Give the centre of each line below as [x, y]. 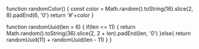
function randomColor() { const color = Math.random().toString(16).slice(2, [100, 9]
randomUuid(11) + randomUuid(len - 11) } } [59, 40]
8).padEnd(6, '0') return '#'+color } [50, 15]
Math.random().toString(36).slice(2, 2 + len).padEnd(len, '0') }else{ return [99, 33]
